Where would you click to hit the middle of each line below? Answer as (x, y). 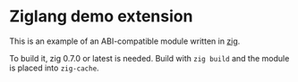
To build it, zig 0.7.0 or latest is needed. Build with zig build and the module (149, 58)
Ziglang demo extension (101, 16)
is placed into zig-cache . (55, 68)
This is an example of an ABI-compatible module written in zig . (125, 41)
